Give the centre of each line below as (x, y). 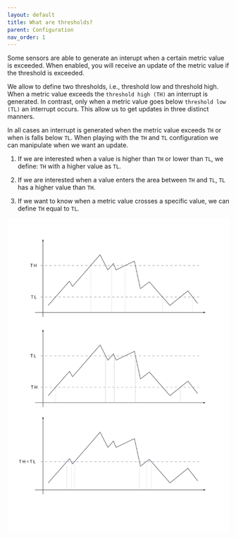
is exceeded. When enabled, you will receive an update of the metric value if (118, 65)
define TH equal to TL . (48, 208)
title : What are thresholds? (50, 22)
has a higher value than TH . (56, 187)
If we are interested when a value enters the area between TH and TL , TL (121, 180)
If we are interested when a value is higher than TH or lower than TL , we (120, 159)
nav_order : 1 (26, 37)
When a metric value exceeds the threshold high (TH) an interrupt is (107, 94)
